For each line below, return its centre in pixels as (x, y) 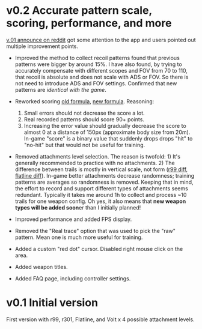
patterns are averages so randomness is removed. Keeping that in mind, (104, 182)
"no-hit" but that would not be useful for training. (84, 145)
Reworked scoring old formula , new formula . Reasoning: (84, 101)
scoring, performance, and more (89, 23)
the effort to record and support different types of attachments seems (101, 188)
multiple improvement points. (42, 46)
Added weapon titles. (41, 267)
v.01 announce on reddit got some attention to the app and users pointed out (101, 40)
